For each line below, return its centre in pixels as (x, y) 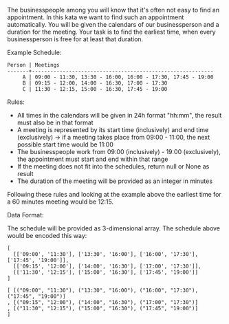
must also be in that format (55, 122)
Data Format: (25, 215)
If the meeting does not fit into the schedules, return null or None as (113, 166)
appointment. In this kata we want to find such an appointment (96, 17)
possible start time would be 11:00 (65, 144)
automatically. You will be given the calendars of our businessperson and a (113, 24)
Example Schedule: (34, 52)
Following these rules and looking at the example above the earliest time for (114, 194)
